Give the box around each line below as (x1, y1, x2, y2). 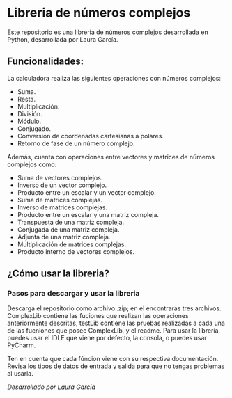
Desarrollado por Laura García (7, 383, 96, 391)
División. (17, 109, 43, 118)
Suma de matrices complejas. (17, 196, 103, 204)
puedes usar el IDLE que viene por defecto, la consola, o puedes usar (7, 334, 207, 342)
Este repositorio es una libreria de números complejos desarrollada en (7, 28, 208, 36)
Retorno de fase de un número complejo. (17, 139, 135, 148)
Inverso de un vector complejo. (17, 181, 107, 189)
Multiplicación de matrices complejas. (17, 240, 127, 248)
